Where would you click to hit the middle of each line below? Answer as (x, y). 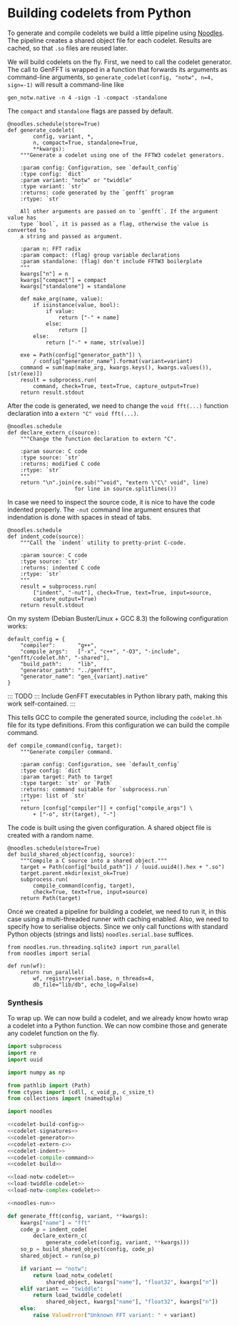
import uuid (25, 1060)
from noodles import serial (49, 953)
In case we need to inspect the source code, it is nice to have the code (111, 502)
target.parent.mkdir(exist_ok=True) (75, 873)
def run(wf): (27, 966)
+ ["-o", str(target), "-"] (75, 814)
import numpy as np (36, 1072)
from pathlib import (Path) (49, 1085)
